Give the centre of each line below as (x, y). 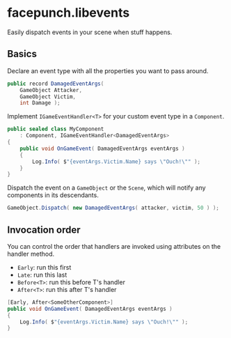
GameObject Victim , (48, 97)
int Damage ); (40, 103)
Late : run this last (42, 275)
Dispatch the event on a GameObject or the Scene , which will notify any (107, 188)
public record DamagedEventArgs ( (56, 84)
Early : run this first (44, 267)
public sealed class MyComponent (56, 129)
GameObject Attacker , (51, 90)
